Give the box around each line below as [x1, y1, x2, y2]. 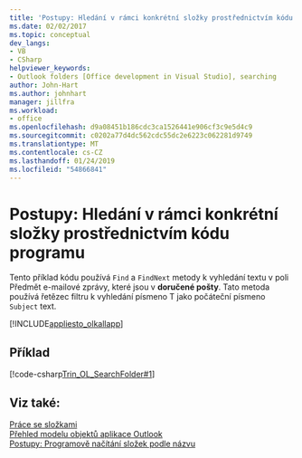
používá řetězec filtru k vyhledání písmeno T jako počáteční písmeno [9, 291, 266, 302]
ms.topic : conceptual [9, 30, 91, 39]
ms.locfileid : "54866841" [9, 165, 107, 174]
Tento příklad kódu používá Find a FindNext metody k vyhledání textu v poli [9, 272, 289, 283]
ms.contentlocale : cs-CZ [9, 148, 103, 157]
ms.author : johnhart [9, 89, 88, 98]
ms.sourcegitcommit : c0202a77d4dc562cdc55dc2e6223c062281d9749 [9, 131, 253, 140]
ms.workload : [9, 106, 59, 115]
